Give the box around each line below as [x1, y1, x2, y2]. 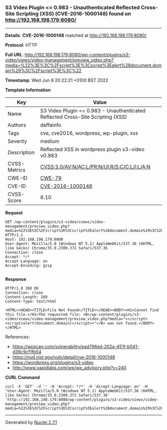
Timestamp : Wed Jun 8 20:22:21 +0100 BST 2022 [5, 77, 108, 83]
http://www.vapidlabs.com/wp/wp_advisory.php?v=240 [12, 365, 127, 371]
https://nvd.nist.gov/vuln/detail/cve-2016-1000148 [12, 354, 115, 360]
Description [7, 149, 35, 156]
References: [5, 334, 30, 340]
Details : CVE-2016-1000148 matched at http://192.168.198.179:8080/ [5, 32, 147, 38]
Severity [7, 138, 27, 145]
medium [40, 138, 60, 145]
